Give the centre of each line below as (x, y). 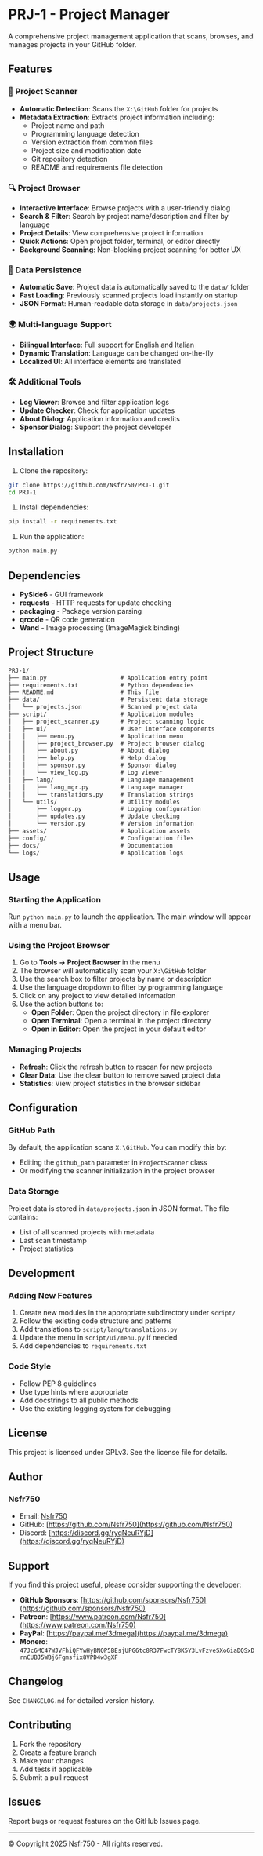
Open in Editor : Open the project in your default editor (118, 1029)
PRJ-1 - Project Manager (89, 15)
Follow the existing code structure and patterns (95, 1321)
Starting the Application (55, 899)
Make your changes (51, 1760)
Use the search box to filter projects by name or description (116, 979)
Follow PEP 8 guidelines (58, 1384)
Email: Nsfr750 (43, 1516)
